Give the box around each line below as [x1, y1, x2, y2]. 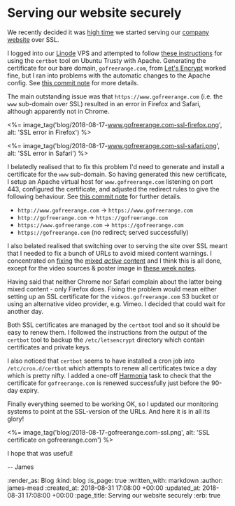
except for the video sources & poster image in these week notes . [7, 263, 197, 272]
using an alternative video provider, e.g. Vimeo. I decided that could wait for [7, 299, 226, 308]
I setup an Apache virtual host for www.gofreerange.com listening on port [7, 177, 213, 186]
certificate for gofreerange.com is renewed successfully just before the [7, 379, 210, 387]
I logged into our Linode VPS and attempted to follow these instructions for [7, 49, 222, 57]
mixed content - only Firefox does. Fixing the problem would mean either [7, 284, 217, 293]
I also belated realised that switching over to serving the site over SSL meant [7, 241, 228, 250]
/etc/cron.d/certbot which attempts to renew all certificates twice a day [7, 363, 217, 372]
